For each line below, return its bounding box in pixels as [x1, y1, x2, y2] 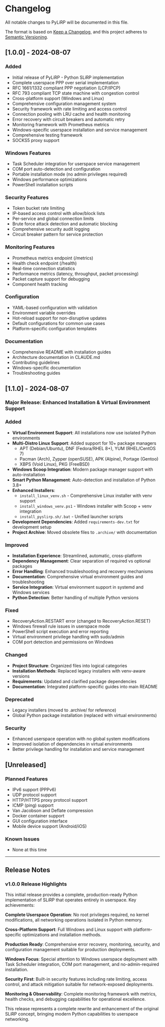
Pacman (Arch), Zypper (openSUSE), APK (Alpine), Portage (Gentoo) [19, 456, 159, 461]
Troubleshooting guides [12, 370, 60, 376]
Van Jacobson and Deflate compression [12, 807, 93, 814]
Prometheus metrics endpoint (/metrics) [12, 255, 93, 261]
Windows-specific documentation [12, 365, 81, 371]
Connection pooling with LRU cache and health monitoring [12, 111, 131, 117]
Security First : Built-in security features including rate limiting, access [5, 976, 147, 982]
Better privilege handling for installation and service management [12, 746, 145, 752]
